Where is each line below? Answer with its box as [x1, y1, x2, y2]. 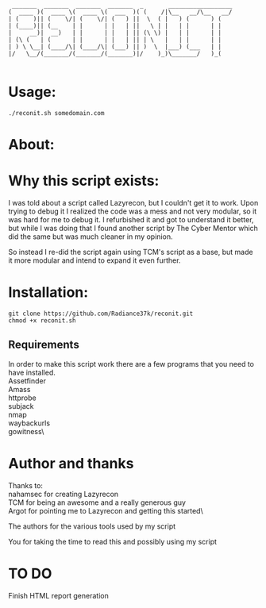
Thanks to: [8, 480, 44, 490]
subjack [8, 401, 34, 410]
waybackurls [8, 418, 50, 428]
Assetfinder [8, 375, 46, 386]
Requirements [8, 338, 79, 352]
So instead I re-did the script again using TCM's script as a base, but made [8, 248, 253, 257]
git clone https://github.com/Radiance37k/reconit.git [8, 310, 194, 317]
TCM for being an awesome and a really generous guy [8, 498, 187, 507]
